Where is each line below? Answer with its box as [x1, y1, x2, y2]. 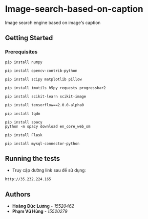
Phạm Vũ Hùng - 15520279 [12, 208, 68, 214]
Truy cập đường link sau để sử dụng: [12, 168, 86, 173]
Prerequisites [5, 49, 38, 55]
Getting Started [5, 34, 53, 42]
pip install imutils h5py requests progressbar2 [5, 85, 106, 90]
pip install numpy [5, 60, 42, 65]
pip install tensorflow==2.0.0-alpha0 [5, 102, 84, 107]
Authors [5, 190, 31, 198]
